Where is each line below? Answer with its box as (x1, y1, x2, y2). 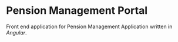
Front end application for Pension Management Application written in (6, 23, 173, 30)
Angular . (6, 29, 28, 36)
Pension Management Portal (6, 4, 148, 17)
